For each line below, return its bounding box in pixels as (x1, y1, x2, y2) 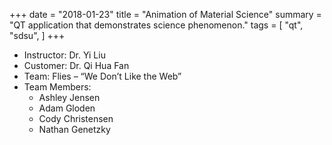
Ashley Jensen (38, 92, 101, 103)
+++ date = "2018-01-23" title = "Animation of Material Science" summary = (9, 9, 322, 20)
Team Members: (23, 81, 92, 93)
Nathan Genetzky (38, 124, 111, 135)
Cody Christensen (38, 113, 114, 124)
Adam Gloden (38, 102, 96, 114)
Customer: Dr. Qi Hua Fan (23, 60, 130, 71)
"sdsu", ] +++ (9, 30, 66, 41)
